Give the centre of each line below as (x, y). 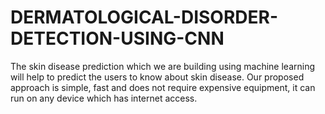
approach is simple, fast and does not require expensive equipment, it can (163, 87)
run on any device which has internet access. (104, 98)
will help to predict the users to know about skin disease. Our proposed (157, 77)
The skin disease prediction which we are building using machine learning (163, 66)
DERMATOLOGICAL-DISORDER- (144, 17)
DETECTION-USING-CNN (117, 38)
